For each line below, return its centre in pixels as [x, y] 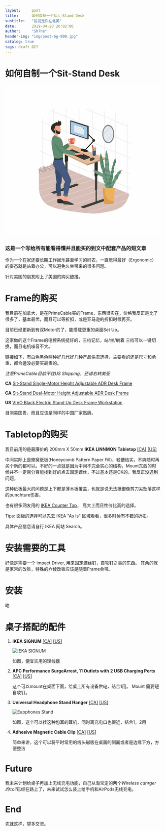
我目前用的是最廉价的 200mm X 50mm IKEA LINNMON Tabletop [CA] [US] [81, 449]
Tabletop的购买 [36, 435]
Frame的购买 [31, 298]
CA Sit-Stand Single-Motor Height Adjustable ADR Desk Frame [69, 383]
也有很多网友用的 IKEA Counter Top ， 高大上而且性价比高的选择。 [72, 505]
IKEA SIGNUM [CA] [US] [37, 641]
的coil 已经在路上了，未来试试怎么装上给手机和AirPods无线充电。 [71, 789]
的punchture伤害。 [24, 495]
